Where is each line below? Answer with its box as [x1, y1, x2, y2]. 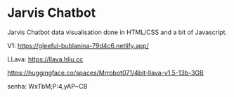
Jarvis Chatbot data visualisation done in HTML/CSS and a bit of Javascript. [7, 28, 227, 36]
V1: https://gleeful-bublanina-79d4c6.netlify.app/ [7, 41, 149, 50]
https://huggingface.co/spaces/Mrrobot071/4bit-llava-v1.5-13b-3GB [7, 68, 204, 77]
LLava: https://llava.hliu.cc [7, 54, 84, 64]
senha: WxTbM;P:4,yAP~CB [7, 82, 88, 90]
